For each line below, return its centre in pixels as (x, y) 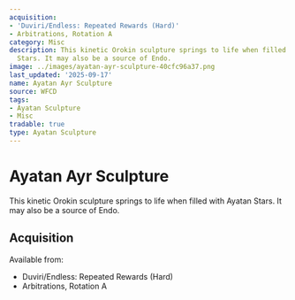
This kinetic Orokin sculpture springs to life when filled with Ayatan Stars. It (146, 201)
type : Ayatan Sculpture (53, 133)
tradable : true (37, 125)
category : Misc (37, 42)
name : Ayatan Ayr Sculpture (61, 83)
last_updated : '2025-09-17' (61, 75)
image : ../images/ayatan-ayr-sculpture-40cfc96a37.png (112, 67)
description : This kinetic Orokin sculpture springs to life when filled (148, 50)
